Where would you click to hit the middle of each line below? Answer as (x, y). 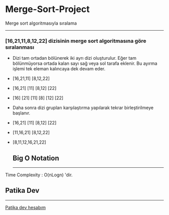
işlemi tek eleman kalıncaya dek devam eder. (59, 69)
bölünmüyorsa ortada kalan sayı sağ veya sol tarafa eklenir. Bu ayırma (85, 63)
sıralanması (20, 47)
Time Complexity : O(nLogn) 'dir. (39, 175)
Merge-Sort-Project (48, 9)
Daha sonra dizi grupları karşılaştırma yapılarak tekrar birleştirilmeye (83, 108)
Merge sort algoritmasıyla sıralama (41, 23)
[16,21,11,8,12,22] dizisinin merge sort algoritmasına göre (76, 41)
